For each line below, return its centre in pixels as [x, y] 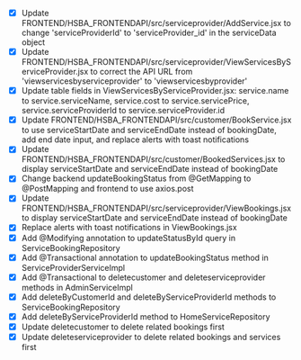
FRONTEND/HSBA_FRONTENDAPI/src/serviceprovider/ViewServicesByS [156, 62]
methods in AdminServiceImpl [77, 287]
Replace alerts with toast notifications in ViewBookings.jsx [129, 228]
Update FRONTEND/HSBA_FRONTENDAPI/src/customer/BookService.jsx [156, 120]
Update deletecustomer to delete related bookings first [123, 327]
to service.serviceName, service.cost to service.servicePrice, [135, 101]
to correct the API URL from [142, 72]
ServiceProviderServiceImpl [73, 267]
